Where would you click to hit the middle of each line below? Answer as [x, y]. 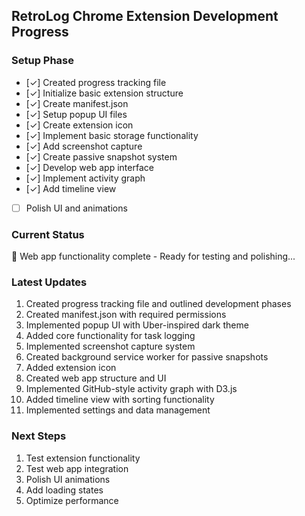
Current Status [48, 234]
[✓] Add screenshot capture [84, 146]
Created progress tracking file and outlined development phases [158, 304]
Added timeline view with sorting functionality [120, 400]
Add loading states [64, 490]
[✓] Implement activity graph [85, 178]
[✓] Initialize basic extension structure [104, 93]
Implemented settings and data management [118, 410]
